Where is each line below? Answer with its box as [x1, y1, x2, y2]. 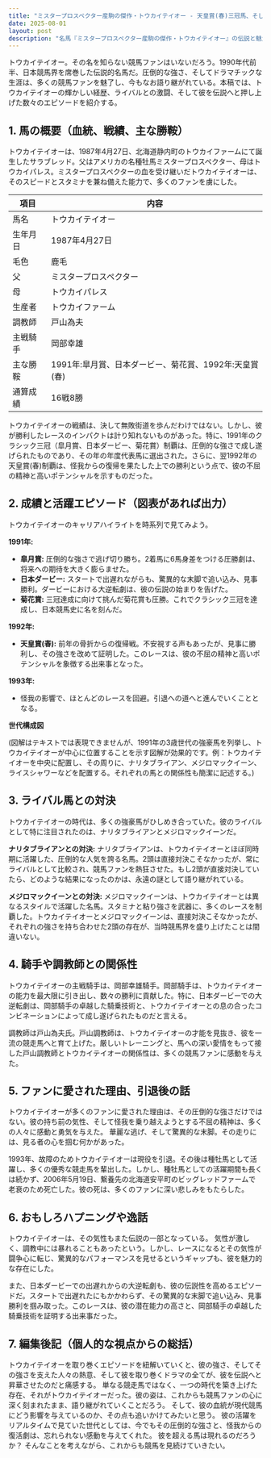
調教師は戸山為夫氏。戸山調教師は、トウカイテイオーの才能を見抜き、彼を [8, 1028, 256, 1038]
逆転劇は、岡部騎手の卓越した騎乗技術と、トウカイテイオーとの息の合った [8, 1001, 256, 1010]
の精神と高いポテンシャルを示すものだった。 [8, 471, 157, 481]
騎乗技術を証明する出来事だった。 [8, 1311, 122, 1321]
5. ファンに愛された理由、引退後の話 [8, 1084, 190, 1097]
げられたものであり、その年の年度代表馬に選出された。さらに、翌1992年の [8, 451, 257, 461]
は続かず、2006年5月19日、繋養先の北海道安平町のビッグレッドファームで [8, 1175, 256, 1184]
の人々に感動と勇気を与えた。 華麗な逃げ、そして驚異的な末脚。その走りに [8, 1127, 257, 1137]
